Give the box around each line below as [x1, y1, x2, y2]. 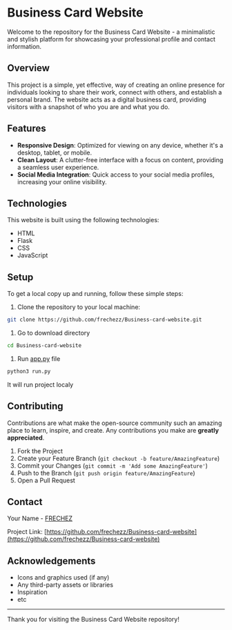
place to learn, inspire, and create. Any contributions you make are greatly [7, 426, 220, 434]
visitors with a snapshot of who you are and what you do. [7, 102, 171, 111]
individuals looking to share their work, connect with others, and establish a [7, 88, 222, 96]
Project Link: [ [7, 528, 47, 536]
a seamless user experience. [17, 163, 99, 171]
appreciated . [7, 433, 45, 442]
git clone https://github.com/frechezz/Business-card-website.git [7, 316, 202, 324]
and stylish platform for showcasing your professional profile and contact [7, 35, 215, 43]
